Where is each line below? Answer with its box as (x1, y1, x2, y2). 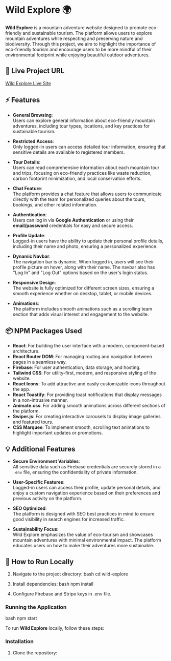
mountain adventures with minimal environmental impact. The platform (12, 537, 162, 543)
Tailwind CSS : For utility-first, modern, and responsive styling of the (12, 370, 157, 376)
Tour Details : (12, 159, 41, 165)
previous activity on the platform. (12, 495, 83, 502)
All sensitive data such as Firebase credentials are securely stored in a (12, 464, 161, 470)
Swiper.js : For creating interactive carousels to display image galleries (12, 414, 161, 420)
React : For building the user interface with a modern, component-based (12, 343, 164, 349)
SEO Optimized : (12, 505, 47, 511)
